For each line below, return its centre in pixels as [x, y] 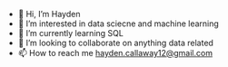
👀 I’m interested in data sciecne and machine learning [119, 24]
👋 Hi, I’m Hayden [49, 14]
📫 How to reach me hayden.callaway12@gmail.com [115, 53]
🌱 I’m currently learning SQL [71, 33]
